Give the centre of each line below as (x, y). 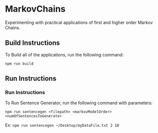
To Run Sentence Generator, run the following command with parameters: (79, 103)
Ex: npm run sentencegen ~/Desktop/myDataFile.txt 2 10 (62, 125)
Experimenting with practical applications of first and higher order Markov (79, 22)
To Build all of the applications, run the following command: (64, 55)
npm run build (19, 64)
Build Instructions (33, 43)
